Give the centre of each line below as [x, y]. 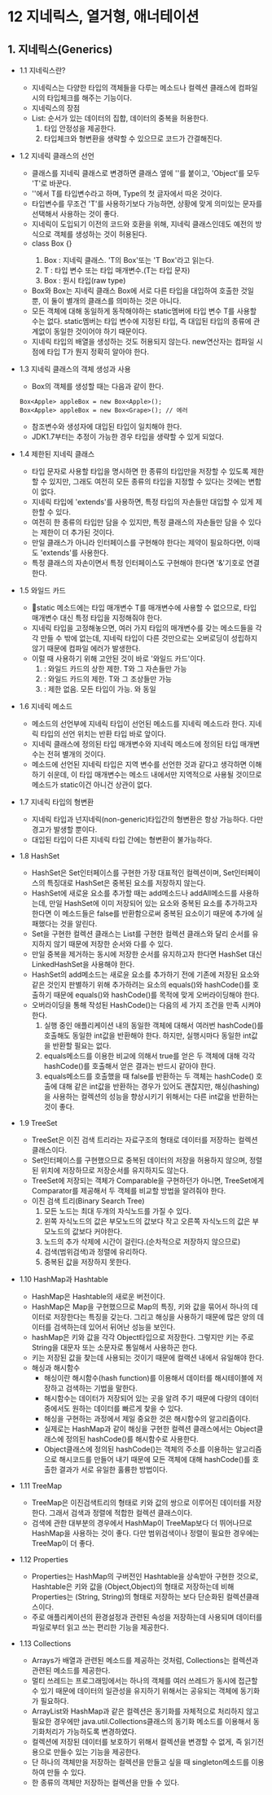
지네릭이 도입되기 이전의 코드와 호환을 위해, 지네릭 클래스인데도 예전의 [143, 224]
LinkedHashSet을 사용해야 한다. [83, 964]
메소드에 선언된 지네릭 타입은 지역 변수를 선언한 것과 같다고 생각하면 [139, 764]
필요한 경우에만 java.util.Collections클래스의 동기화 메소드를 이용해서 [141, 1721]
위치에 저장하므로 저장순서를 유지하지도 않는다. [114, 1170]
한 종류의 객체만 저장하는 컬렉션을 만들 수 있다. [105, 1782]
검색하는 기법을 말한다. [101, 1388]
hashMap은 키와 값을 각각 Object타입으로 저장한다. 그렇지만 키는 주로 [143, 1337]
